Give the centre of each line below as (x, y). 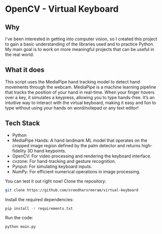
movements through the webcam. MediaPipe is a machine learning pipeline (81, 87)
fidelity (19, 151)
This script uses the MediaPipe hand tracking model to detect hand (72, 81)
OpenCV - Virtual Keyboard (62, 9)
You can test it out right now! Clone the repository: (56, 181)
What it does (25, 70)
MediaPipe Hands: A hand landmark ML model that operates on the (80, 140)
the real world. (20, 54)
